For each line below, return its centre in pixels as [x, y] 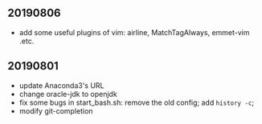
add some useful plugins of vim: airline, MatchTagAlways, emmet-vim [134, 32]
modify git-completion [56, 110]
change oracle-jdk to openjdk [68, 94]
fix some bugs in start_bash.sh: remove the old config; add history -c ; [137, 102]
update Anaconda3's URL [62, 85]
